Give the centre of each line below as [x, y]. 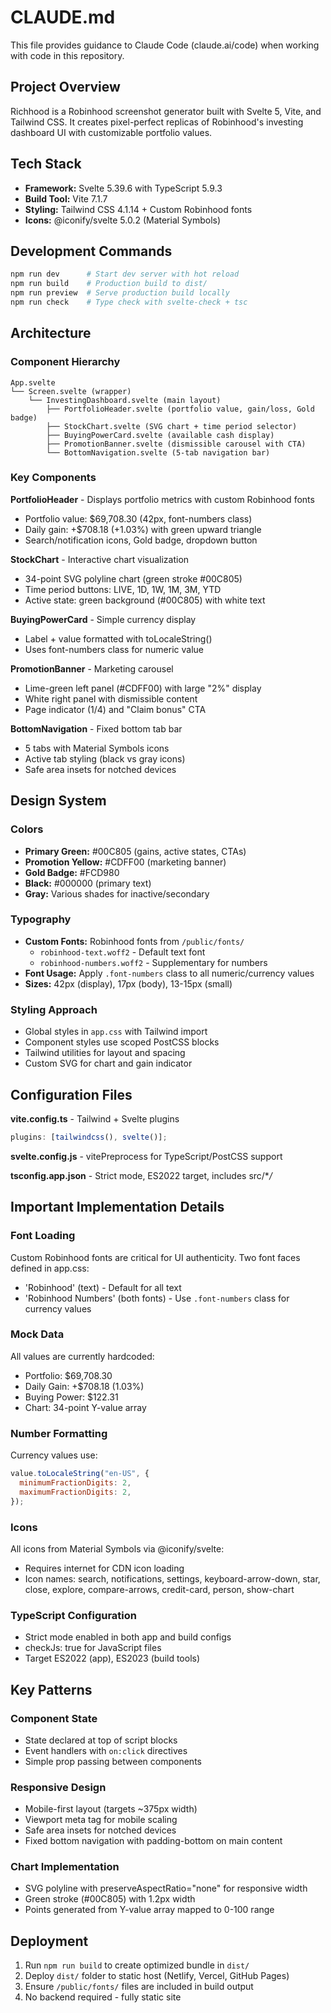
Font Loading [43, 1236]
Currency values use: [54, 1455]
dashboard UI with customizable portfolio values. [111, 132]
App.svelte [33, 382]
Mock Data [37, 1334]
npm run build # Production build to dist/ [109, 284]
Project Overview [65, 87]
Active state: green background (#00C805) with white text [145, 600]
